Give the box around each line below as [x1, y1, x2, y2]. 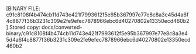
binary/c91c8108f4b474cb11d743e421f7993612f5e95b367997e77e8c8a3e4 [6, 30, 188, 37]
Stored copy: [9, 23, 41, 31]
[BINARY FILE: [6, 5, 40, 12]
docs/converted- [42, 23, 82, 31]
